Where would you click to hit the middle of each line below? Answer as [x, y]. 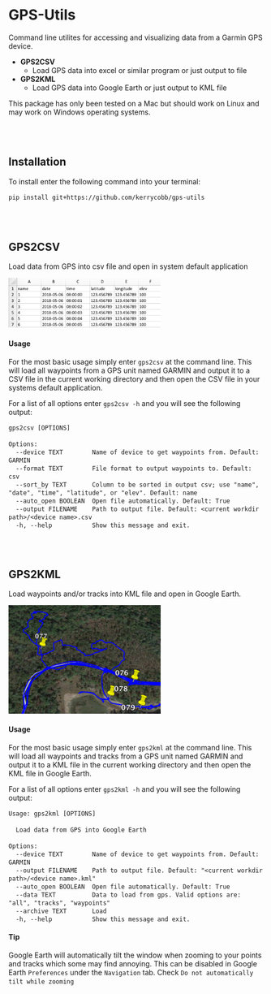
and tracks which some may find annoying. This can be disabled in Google [133, 964]
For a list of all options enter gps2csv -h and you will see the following [125, 403]
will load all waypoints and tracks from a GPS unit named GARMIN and [126, 756]
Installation [37, 162]
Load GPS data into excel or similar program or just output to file [140, 70]
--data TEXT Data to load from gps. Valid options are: [129, 895]
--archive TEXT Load [61, 911]
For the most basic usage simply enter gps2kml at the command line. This [130, 747]
